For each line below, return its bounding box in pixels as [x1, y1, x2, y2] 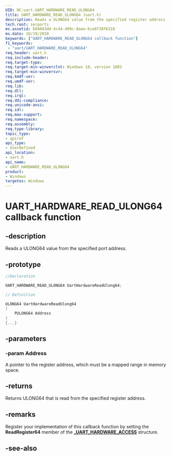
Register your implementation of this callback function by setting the [5, 424, 149, 430]
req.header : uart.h [5, 50, 47, 55]
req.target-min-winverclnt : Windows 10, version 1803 [5, 64, 123, 70]
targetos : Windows [5, 178, 44, 184]
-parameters [5, 334, 46, 343]
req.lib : [5, 83, 24, 88]
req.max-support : [5, 112, 42, 118]
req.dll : [5, 88, 24, 94]
